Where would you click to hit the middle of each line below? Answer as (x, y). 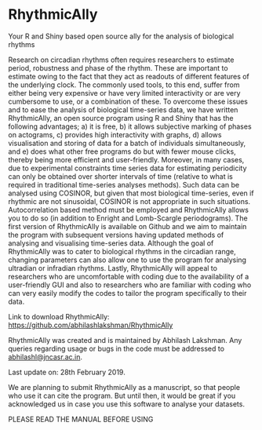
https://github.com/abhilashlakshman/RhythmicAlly (91, 325)
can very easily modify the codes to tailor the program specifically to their (127, 293)
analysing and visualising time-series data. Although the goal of (111, 243)
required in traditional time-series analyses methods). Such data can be (124, 184)
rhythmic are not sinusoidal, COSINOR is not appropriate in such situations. (129, 201)
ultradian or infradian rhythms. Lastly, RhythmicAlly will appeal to (113, 268)
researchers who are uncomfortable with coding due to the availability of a (129, 276)
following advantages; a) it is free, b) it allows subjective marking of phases (130, 126)
